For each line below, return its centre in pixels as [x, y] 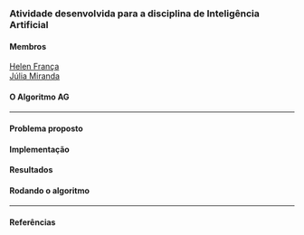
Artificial [29, 24]
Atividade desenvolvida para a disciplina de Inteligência [134, 14]
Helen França [34, 67]
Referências [33, 222]
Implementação [39, 149]
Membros [28, 46]
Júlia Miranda [35, 76]
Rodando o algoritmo [50, 190]
